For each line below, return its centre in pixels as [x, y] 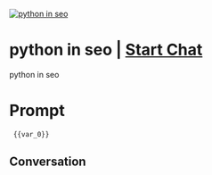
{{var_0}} [31, 134]
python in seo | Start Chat [106, 50]
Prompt [37, 111]
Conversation [48, 162]
